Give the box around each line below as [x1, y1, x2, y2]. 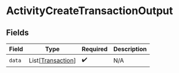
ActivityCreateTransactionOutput [6, 4, 174, 18]
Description [113, 45, 147, 53]
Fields [6, 28, 29, 38]
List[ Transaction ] [28, 56, 77, 64]
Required [81, 45, 108, 53]
